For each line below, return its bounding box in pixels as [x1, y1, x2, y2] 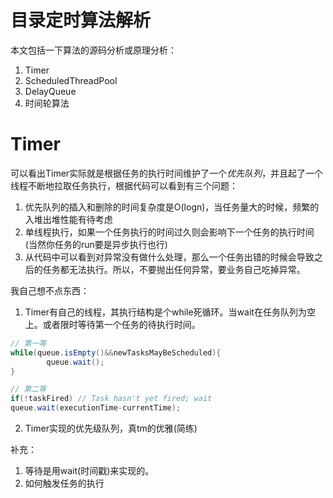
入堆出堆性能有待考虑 [24, 213, 113, 225]
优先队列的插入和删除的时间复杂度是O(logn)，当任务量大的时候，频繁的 [24, 201, 320, 213]
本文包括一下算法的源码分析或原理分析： [10, 44, 177, 56]
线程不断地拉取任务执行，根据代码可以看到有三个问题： [10, 179, 238, 191]
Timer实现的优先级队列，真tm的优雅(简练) [24, 422, 198, 434]
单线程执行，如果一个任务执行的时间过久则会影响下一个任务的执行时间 [24, 226, 315, 238]
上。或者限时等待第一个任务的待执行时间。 [24, 318, 201, 330]
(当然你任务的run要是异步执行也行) [24, 238, 168, 250]
